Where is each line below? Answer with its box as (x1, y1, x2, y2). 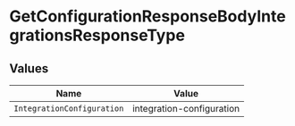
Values (9, 61, 49, 76)
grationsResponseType (9, 25, 186, 46)
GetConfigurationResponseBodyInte (9, 6, 286, 27)
